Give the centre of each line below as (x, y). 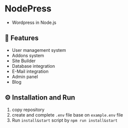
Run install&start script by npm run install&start (65, 120)
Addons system (28, 55)
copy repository (28, 110)
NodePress (28, 9)
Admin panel (25, 76)
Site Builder (24, 61)
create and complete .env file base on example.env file (67, 115)
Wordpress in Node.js (34, 22)
